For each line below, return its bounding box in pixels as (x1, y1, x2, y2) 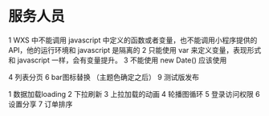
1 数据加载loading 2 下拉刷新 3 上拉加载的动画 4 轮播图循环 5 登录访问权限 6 (8, 89, 260, 98)
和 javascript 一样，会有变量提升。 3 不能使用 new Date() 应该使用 (8, 55, 227, 65)
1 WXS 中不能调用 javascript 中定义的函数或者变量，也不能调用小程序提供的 (8, 35, 258, 45)
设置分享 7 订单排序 (8, 99, 73, 109)
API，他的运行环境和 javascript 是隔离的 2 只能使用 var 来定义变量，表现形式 (8, 45, 262, 54)
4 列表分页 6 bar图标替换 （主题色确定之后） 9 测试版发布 (8, 72, 199, 82)
